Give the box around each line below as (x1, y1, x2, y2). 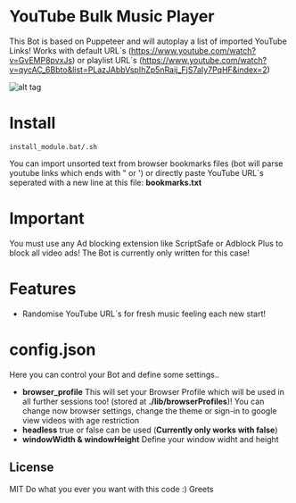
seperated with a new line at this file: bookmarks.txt (9, 177, 202, 188)
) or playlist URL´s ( (71, 54, 143, 65)
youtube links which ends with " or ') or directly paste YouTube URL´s (9, 167, 265, 178)
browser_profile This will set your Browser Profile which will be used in (21, 386, 285, 397)
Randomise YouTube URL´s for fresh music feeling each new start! (21, 308, 266, 319)
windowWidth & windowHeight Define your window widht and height (21, 433, 279, 444)
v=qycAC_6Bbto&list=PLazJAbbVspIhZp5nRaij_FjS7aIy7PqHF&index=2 (9, 64, 267, 75)
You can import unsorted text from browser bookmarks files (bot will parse (9, 158, 284, 169)
